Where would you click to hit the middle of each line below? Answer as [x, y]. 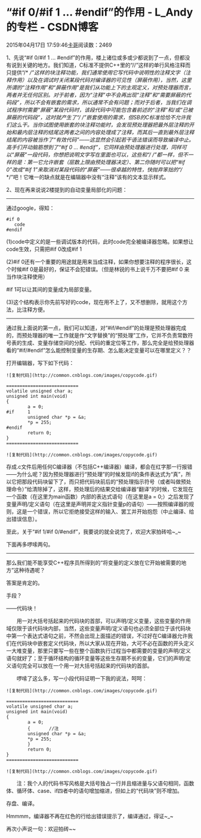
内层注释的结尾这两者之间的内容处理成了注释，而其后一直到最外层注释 [108, 132]
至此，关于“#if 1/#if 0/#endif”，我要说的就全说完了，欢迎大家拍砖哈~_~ [94, 532]
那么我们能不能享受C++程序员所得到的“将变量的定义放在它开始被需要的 [94, 563]
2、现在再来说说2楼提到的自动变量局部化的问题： [67, 189]
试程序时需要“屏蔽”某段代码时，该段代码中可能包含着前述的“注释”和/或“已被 [100, 110]
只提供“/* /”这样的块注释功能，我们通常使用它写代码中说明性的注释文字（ [96, 72]
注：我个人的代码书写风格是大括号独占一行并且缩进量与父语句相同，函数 [105, 783]
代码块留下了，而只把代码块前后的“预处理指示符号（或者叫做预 [109, 481]
